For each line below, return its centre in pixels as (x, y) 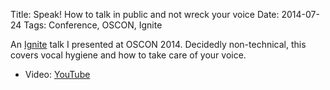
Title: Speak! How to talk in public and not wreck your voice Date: (145, 14)
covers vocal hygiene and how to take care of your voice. (128, 55)
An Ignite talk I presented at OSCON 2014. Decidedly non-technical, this (158, 44)
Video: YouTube (57, 74)
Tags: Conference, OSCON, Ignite (93, 25)
